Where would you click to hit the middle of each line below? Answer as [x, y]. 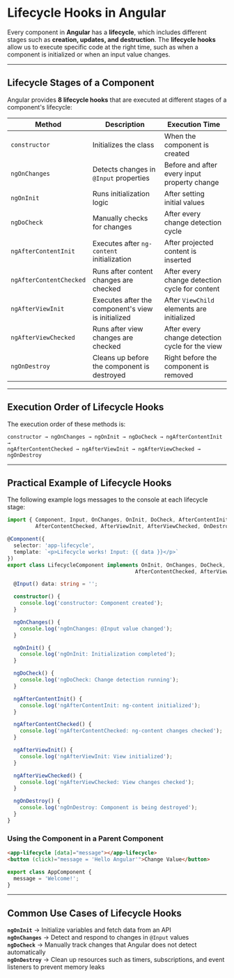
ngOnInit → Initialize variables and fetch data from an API [89, 930]
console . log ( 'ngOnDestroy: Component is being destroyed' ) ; [109, 808]
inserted [178, 259]
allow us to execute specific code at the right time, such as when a [103, 47]
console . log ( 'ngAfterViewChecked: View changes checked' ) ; [107, 782]
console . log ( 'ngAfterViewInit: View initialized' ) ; [96, 756]
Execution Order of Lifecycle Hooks [86, 407]
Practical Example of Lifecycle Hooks [89, 483]
